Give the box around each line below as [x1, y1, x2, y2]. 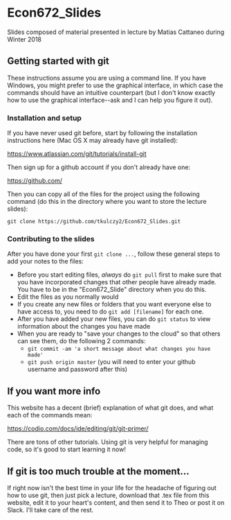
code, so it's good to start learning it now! [7, 445, 127, 453]
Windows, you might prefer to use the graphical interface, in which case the [7, 81, 223, 89]
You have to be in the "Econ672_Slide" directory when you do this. [17, 286, 207, 294]
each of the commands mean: [7, 411, 93, 419]
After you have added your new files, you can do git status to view [17, 315, 211, 323]
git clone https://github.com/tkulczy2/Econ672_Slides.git [7, 218, 181, 225]
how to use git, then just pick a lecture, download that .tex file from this [7, 491, 210, 499]
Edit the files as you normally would [17, 293, 119, 301]
